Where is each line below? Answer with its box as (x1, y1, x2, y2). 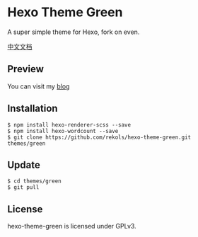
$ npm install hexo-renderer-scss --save (7, 121, 132, 128)
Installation (7, 103, 58, 115)
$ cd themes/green (7, 178, 62, 185)
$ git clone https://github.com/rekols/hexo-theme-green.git (7, 134, 192, 141)
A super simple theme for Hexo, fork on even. (7, 28, 140, 36)
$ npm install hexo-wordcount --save (7, 127, 119, 134)
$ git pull (7, 184, 40, 191)
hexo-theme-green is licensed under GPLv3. (7, 222, 136, 231)
